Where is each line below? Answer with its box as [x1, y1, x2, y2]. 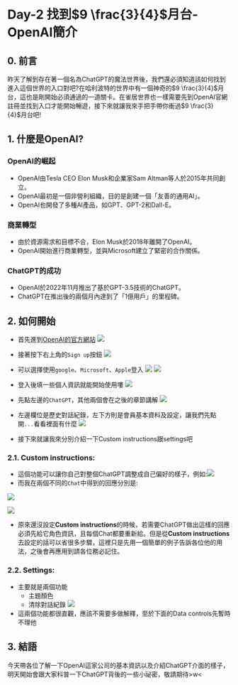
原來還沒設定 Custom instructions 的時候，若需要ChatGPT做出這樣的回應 [17, 520, 230, 529]
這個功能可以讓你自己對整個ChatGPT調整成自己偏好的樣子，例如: [17, 470, 208, 478]
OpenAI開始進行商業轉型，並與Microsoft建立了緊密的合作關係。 [17, 246, 204, 254]
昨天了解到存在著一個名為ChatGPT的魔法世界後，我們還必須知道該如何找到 [7, 75, 227, 83]
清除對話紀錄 [28, 600, 66, 608]
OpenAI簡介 [7, 24, 78, 41]
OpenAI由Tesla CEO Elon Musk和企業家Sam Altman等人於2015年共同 [17, 173, 220, 182]
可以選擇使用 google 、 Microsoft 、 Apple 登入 [17, 365, 144, 374]
